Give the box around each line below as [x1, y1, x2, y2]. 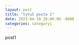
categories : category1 [5, 21, 52, 26]
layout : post [5, 7, 32, 12]
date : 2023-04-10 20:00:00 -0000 [5, 16, 75, 21]
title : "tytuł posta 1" [5, 12, 55, 17]
